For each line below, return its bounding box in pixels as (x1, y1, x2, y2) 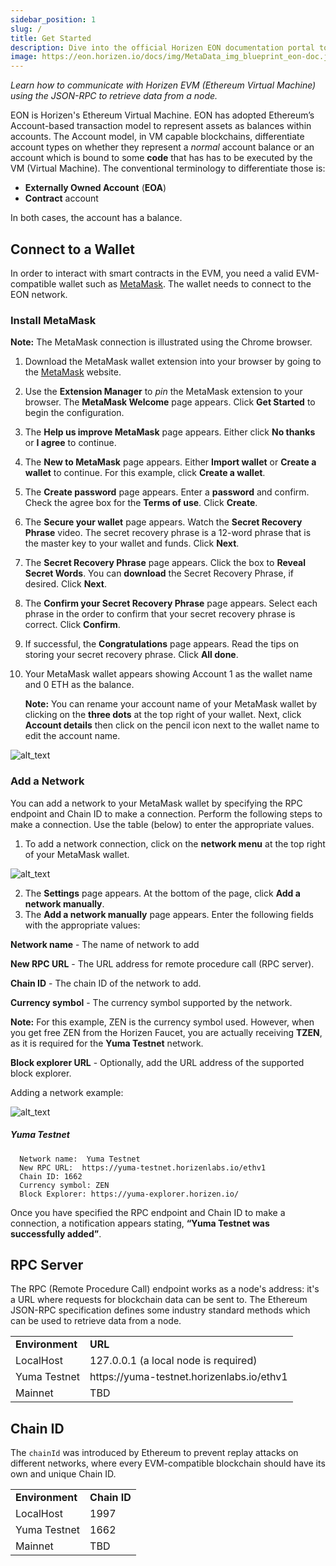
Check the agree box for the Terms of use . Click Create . (24, 497, 258, 509)
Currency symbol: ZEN (19, 1180, 110, 1190)
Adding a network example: (10, 1086, 124, 1098)
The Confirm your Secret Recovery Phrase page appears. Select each (24, 597, 318, 610)
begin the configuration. (24, 407, 125, 419)
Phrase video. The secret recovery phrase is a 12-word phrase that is (24, 527, 312, 539)
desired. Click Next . (24, 578, 107, 590)
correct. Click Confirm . (24, 619, 121, 631)
